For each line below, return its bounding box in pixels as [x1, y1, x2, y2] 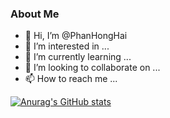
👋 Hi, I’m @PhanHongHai [24, 30, 128, 42]
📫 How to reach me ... [24, 73, 118, 85]
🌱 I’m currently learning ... [24, 51, 132, 63]
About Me [10, 7, 60, 21]
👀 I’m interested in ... [24, 40, 110, 52]
